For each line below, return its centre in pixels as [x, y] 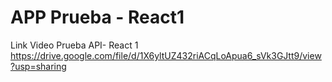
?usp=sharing [38, 66]
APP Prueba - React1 [97, 17]
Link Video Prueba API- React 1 [74, 45]
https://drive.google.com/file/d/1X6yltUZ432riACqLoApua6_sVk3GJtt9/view [166, 55]
